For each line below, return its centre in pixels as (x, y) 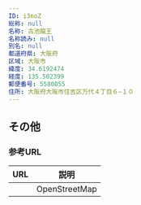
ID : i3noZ (25, 16)
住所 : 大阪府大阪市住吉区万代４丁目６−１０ (71, 92)
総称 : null (26, 24)
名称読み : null (32, 39)
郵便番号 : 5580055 (37, 84)
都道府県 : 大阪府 (33, 54)
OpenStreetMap (66, 190)
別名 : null (26, 46)
